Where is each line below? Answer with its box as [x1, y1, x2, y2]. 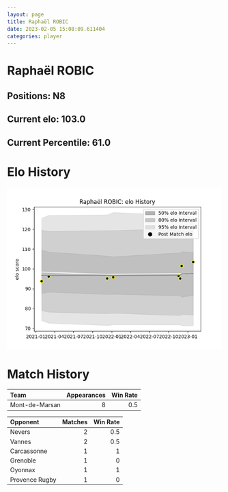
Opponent [10, 418, 40, 426]
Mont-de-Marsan [10, 401, 61, 409]
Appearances [66, 391, 106, 399]
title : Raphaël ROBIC [7, 18, 69, 25]
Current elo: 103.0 [7, 114, 86, 125]
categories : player [7, 33, 63, 40]
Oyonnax [10, 466, 35, 474]
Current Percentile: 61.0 [7, 137, 111, 148]
